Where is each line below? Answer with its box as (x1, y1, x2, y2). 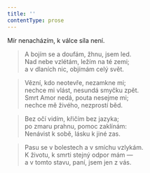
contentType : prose (7, 17, 64, 24)
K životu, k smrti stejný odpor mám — (24, 150, 133, 159)
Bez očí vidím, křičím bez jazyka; (24, 114, 119, 123)
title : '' (7, 10, 36, 18)
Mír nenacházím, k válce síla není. (7, 36, 105, 44)
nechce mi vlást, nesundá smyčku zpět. (24, 86, 139, 94)
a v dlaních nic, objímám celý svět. (24, 65, 124, 73)
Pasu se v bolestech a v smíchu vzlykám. (24, 143, 144, 151)
